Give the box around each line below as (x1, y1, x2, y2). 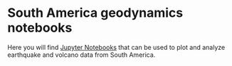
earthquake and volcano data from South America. (7, 51, 156, 59)
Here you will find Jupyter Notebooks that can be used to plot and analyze (7, 43, 226, 51)
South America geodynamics (7, 5, 184, 21)
